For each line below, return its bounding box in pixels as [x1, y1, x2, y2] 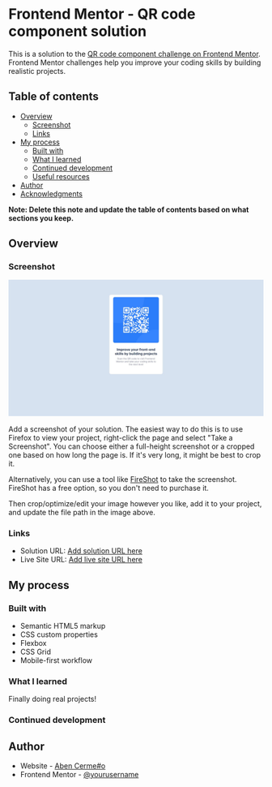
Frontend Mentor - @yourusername [19, 770, 139, 780]
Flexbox [19, 639, 47, 648]
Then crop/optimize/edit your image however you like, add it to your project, [8, 499, 262, 509]
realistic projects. [8, 66, 66, 75]
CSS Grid [19, 647, 51, 657]
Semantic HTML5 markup [19, 621, 106, 631]
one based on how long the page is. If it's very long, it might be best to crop [8, 450, 261, 460]
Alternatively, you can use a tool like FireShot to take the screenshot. [8, 475, 237, 484]
